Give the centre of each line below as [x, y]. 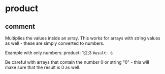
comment [20, 27]
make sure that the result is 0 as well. [43, 67]
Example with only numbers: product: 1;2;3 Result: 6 [59, 53]
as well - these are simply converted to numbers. [55, 43]
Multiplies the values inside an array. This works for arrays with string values [83, 38]
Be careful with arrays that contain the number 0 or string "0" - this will [77, 62]
